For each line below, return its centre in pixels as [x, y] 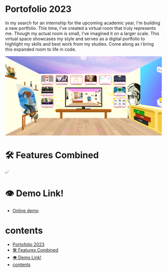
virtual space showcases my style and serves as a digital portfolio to [75, 39]
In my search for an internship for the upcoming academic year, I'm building [83, 23]
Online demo [25, 211]
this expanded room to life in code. [41, 49]
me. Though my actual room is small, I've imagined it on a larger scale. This [82, 33]
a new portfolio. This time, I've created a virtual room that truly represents [81, 28]
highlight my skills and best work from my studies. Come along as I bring [80, 44]
